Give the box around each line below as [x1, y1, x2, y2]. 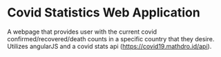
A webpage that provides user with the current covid [7, 27, 157, 36]
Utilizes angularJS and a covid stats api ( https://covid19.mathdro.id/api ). [7, 42, 212, 50]
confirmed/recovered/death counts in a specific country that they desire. [7, 34, 215, 43]
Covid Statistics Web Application [7, 5, 200, 21]
